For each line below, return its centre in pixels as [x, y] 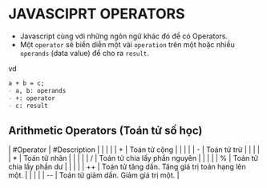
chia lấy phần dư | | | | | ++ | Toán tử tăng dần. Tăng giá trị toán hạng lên [127, 167]
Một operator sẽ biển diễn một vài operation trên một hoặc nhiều [127, 44]
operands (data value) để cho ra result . [85, 53]
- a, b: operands [37, 90]
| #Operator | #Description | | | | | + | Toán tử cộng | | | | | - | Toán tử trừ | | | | [134, 150]
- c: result [28, 106]
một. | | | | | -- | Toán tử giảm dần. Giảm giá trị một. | [94, 175]
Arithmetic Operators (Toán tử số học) [105, 130]
